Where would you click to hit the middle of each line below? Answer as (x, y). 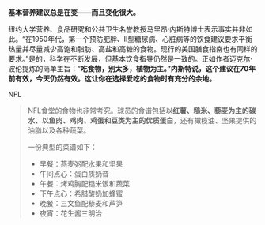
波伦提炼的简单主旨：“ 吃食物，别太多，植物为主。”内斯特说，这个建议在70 (129, 69)
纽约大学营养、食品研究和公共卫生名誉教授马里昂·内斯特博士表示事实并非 (127, 29)
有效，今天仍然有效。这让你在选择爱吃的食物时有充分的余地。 (115, 79)
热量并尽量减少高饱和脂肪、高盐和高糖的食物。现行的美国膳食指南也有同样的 (133, 49)
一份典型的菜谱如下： (62, 147)
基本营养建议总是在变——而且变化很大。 (74, 12)
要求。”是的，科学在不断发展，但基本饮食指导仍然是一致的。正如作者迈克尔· (131, 59)
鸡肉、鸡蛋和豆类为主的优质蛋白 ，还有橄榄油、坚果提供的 (163, 120)
